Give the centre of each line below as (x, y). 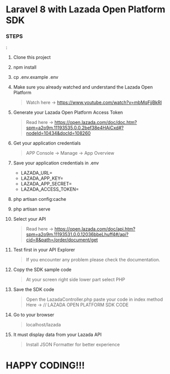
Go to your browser (34, 315)
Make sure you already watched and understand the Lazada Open (83, 87)
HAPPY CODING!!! (45, 365)
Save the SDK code (34, 289)
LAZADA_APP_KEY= (42, 178)
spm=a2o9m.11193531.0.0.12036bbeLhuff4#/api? (77, 235)
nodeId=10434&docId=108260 (58, 133)
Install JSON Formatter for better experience (73, 345)
